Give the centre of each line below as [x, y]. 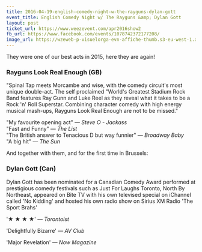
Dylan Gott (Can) [31, 169]
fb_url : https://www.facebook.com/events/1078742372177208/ [83, 34]
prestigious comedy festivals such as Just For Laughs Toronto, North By [96, 188]
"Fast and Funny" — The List [42, 129]
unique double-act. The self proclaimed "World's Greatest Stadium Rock [96, 92]
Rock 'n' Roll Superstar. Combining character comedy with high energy [94, 104]
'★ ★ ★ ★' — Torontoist [38, 219]
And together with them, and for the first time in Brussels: [77, 153]
